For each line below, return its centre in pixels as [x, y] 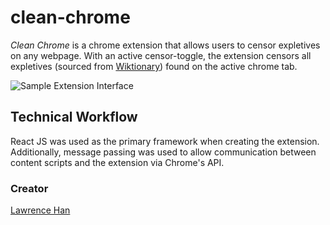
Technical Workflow [74, 117]
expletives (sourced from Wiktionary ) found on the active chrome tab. [154, 66]
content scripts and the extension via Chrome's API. [117, 162]
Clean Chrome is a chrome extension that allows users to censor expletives [165, 45]
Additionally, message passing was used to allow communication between [163, 152]
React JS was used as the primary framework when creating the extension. [165, 141]
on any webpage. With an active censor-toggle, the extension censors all [161, 55]
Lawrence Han [40, 210]
